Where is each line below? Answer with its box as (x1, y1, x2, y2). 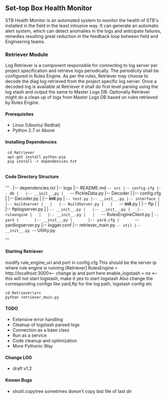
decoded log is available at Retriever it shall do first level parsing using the (5, 83, 158, 89)
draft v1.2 (12, 365, 32, 371)
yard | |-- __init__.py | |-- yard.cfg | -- (5, 216, 139, 222)
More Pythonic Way (12, 343, 53, 349)
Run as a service (12, 332, 47, 338)
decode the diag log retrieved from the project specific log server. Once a (5, 78, 157, 84)
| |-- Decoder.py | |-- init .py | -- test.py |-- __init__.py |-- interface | (5, 195, 160, 201)
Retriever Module (5, 51, 48, 58)
